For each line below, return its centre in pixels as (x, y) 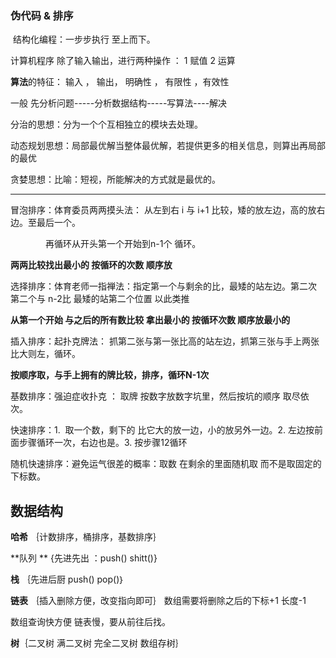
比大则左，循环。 (45, 354)
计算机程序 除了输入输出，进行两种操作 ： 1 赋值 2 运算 (123, 61)
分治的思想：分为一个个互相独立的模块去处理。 (106, 124)
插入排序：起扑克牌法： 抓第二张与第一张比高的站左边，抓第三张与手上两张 (165, 341)
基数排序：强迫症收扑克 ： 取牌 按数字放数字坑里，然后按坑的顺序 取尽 (155, 396)
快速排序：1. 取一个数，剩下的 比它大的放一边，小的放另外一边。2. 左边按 (162, 430)
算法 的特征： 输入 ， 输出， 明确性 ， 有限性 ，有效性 (120, 82)
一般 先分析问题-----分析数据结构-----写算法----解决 (119, 103)
